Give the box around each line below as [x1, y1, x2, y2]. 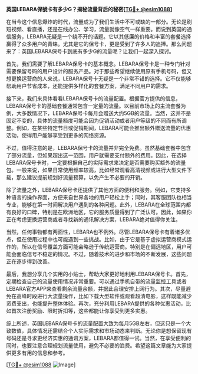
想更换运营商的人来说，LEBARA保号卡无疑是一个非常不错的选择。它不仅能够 [6, 75, 192, 82]
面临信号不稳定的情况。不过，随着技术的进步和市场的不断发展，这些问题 [16, 251, 192, 257]
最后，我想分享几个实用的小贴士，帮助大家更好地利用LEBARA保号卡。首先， [6, 271, 192, 277]
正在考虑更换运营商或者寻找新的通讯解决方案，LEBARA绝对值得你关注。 [6, 216, 181, 223]
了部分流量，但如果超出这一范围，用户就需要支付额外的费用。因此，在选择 [6, 152, 187, 159]
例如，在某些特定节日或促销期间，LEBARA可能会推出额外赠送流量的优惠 [16, 124, 192, 132]
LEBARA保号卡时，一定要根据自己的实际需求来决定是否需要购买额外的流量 [6, 159, 186, 166]
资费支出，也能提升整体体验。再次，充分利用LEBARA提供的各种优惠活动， [6, 300, 186, 307]
